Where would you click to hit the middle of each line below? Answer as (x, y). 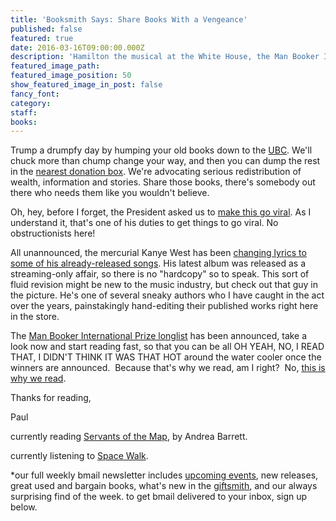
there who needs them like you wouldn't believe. (110, 193)
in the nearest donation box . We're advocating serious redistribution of (156, 172)
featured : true (42, 38)
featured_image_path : (55, 66)
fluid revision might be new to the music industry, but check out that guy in (164, 285)
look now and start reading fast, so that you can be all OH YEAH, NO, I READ (167, 347)
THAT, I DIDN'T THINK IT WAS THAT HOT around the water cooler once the (166, 357)
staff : (24, 112)
